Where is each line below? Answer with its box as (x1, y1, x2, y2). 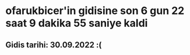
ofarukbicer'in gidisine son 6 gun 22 (5, 4, 185, 18)
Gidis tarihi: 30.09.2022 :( (5, 40, 102, 50)
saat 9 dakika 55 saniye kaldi (5, 16, 148, 30)
